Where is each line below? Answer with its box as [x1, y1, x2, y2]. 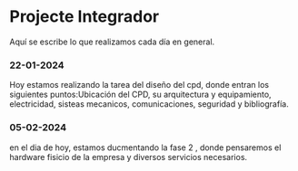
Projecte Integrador [9, 6, 160, 27]
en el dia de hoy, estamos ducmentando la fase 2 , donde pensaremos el [9, 142, 282, 153]
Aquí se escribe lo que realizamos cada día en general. [9, 36, 215, 47]
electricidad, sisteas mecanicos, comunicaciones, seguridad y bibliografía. [9, 99, 289, 109]
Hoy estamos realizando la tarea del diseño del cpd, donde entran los [9, 80, 270, 90]
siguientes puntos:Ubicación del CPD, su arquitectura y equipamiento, [9, 89, 272, 100]
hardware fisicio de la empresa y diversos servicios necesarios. [9, 151, 248, 162]
